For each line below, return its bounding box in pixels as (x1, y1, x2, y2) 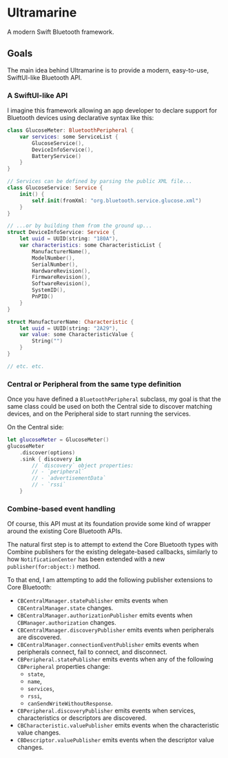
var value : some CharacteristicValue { (19, 331, 134, 338)
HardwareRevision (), (32, 267, 91, 274)
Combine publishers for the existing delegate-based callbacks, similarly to (7, 547, 218, 556)
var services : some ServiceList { (19, 133, 118, 140)
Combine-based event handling (7, 504, 116, 514)
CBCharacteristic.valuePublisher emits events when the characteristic (17, 721, 220, 730)
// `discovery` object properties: (32, 462, 134, 469)
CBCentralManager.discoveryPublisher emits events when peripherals (17, 626, 215, 634)
